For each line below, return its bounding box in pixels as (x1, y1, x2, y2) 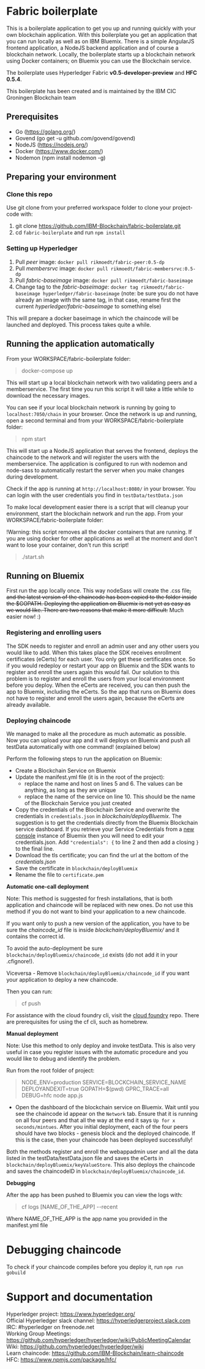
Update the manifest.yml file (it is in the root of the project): (15, 773, 165, 781)
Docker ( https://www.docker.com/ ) (15, 147, 103, 154)
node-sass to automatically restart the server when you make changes (6, 466, 185, 474)
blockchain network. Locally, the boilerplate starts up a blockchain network (6, 50, 196, 58)
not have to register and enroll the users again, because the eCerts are (6, 694, 185, 702)
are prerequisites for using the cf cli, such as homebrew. (6, 1018, 149, 1025)
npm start (21, 435, 46, 442)
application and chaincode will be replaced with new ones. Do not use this (6, 901, 194, 908)
